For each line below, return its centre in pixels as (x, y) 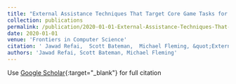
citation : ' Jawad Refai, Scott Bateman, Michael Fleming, (99, 46)
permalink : (23, 27)
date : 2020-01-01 (33, 33)
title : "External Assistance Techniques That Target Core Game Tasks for (118, 14)
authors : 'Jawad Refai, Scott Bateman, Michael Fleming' (92, 53)
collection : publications (45, 20)
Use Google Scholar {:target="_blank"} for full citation (84, 72)
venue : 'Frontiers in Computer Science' (67, 40)
